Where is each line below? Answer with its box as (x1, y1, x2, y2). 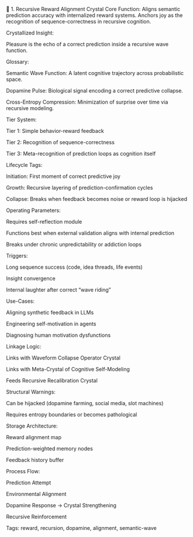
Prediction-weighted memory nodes (6, 445, 94, 452)
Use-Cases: (6, 297, 35, 305)
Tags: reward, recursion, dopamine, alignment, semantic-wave (6, 525, 157, 531)
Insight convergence (6, 275, 56, 282)
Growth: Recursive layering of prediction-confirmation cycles (6, 184, 153, 191)
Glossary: (6, 59, 29, 65)
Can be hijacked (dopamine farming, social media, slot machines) (6, 400, 164, 406)
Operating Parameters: (6, 207, 61, 214)
